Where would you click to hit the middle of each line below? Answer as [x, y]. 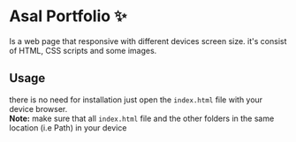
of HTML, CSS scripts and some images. [83, 50]
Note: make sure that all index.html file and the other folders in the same [142, 118]
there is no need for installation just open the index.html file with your [136, 100]
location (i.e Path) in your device [68, 127]
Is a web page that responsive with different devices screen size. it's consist [148, 41]
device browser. [38, 108]
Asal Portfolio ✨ [68, 16]
